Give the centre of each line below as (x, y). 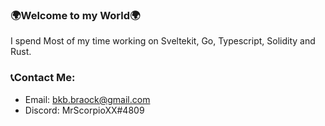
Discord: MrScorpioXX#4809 (84, 110)
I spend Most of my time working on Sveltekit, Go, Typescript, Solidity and (163, 41)
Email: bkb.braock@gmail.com (87, 99)
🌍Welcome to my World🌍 (75, 15)
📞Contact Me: (43, 78)
